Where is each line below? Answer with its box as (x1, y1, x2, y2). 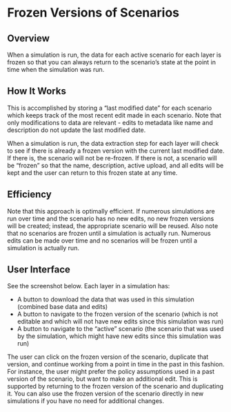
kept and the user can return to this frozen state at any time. (7, 168, 178, 177)
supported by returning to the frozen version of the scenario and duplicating (7, 382, 224, 391)
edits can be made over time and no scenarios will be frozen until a (7, 236, 198, 245)
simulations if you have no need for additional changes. (7, 397, 164, 405)
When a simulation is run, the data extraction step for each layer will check (7, 139, 219, 147)
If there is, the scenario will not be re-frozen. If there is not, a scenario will (7, 153, 217, 162)
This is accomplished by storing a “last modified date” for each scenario (7, 104, 212, 112)
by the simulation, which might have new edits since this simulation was (17, 332, 222, 340)
